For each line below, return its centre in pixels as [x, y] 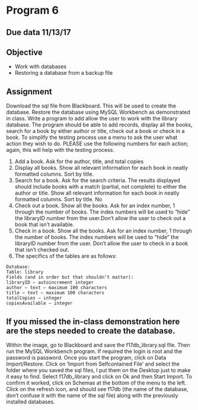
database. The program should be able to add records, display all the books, [99, 125]
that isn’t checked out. [42, 250]
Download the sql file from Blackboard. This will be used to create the [91, 106]
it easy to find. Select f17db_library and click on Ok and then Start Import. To [99, 377]
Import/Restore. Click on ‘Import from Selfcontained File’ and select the [93, 364]
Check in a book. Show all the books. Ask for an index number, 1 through [103, 231]
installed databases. [31, 402]
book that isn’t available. [44, 225]
